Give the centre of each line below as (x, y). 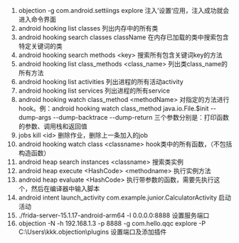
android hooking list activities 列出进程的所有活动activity (101, 82)
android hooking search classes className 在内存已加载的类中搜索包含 (123, 37)
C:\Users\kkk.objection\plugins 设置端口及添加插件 (92, 232)
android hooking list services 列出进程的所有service (94, 91)
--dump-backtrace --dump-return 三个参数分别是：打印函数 (141, 117)
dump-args (35, 117)
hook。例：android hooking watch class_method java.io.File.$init (113, 108)
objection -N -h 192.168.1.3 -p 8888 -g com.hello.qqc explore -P (112, 223)
